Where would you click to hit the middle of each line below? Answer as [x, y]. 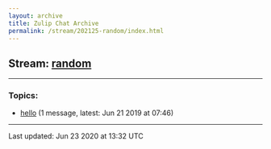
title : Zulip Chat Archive [54, 23]
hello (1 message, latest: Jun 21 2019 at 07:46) [97, 113]
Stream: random [50, 63]
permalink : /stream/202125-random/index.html [86, 31]
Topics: [23, 96]
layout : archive [35, 16]
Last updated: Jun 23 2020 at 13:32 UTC [76, 136]
